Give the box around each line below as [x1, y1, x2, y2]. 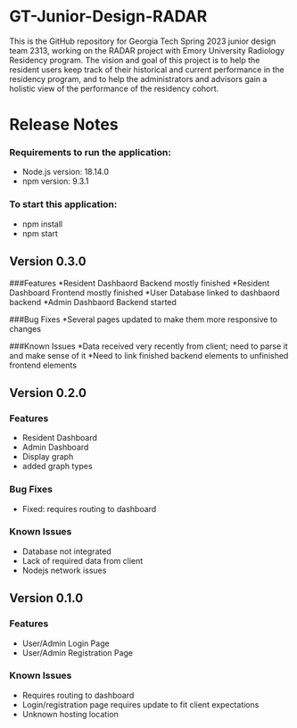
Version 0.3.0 [9, 254, 87, 269]
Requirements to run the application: [9, 146, 171, 159]
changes [9, 323, 42, 334]
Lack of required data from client [21, 555, 144, 566]
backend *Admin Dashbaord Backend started [9, 296, 177, 307]
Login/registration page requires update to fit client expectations [21, 699, 260, 710]
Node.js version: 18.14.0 [21, 167, 110, 178]
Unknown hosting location [21, 708, 119, 719]
